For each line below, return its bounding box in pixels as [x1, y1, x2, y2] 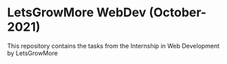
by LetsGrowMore [7, 49, 58, 57]
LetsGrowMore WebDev [7, 5, 147, 20]
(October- [149, 5, 207, 20]
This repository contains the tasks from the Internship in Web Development [7, 42, 220, 50]
